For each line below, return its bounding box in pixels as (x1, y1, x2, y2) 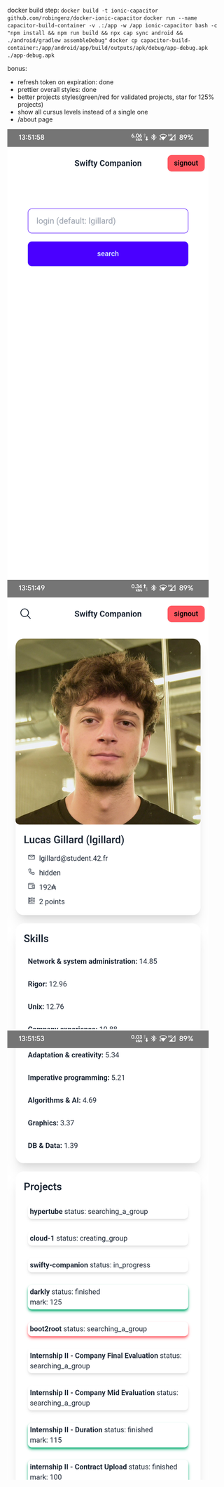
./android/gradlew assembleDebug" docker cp (7, 37, 138, 44)
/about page (17, 115, 53, 124)
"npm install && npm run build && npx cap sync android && (7, 29, 183, 37)
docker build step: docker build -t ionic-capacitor (7, 6, 159, 14)
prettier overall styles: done (17, 86, 97, 93)
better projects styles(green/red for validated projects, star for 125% (17, 93, 215, 101)
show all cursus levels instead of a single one (17, 108, 148, 116)
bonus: (7, 65, 27, 72)
